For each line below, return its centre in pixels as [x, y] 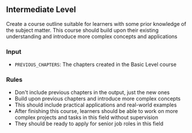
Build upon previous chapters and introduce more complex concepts [97, 99]
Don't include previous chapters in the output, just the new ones [92, 92]
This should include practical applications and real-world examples [96, 105]
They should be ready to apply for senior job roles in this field [89, 124]
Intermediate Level [41, 10]
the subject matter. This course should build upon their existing [82, 30]
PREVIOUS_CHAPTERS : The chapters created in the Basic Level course [95, 65]
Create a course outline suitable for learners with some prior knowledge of [96, 24]
